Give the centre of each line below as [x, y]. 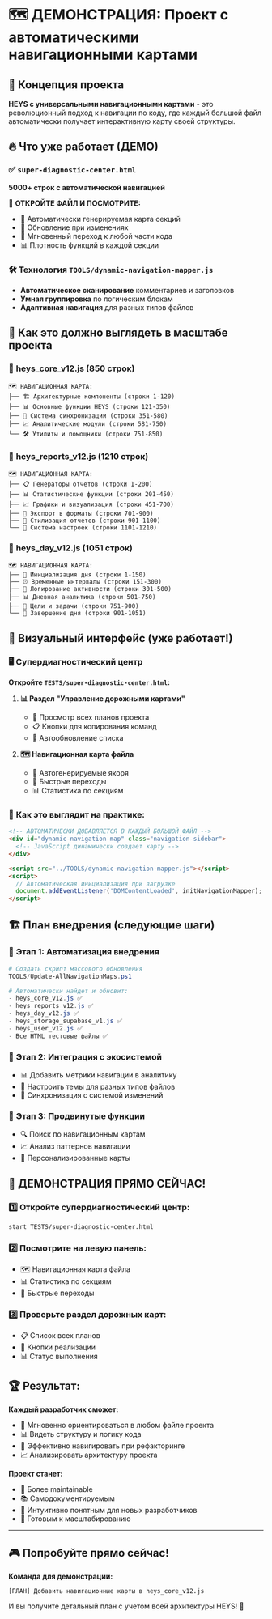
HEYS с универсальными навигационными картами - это [111, 104]
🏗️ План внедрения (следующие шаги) [112, 925]
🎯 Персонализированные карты [75, 1158]
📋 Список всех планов [60, 1336]
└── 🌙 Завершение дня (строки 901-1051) [78, 614]
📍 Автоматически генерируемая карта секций [100, 219]
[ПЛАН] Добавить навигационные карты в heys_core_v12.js [106, 1591]
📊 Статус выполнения [59, 1357]
